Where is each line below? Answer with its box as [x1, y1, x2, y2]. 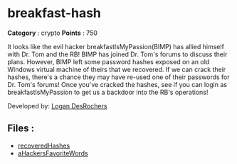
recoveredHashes [17, 141, 70, 150]
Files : [7, 123, 34, 135]
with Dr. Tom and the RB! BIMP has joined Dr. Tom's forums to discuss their [7, 50, 228, 58]
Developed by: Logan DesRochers [7, 101, 107, 110]
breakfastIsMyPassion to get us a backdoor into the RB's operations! [7, 88, 209, 96]
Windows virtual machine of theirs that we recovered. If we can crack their [7, 65, 226, 73]
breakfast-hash [7, 5, 102, 21]
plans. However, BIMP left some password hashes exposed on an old [7, 57, 210, 66]
